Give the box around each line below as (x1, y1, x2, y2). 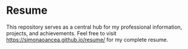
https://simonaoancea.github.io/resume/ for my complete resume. (6, 36, 168, 43)
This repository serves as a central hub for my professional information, (6, 23, 183, 30)
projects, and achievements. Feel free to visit (6, 29, 116, 36)
